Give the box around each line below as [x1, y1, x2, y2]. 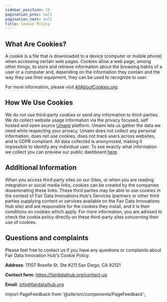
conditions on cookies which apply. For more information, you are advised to [5, 208, 163, 214]
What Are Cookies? [5, 39, 67, 48]
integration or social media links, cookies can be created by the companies [5, 182, 159, 188]
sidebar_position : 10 [5, 7, 50, 12]
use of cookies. [5, 219, 37, 225]
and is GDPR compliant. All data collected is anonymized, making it [5, 138, 143, 144]
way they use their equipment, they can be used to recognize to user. [5, 74, 148, 80]
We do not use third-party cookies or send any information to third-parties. [5, 111, 159, 117]
